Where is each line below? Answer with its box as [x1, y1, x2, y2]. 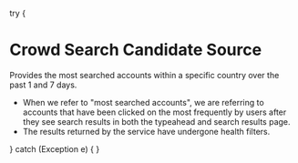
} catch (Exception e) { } [9, 143, 100, 154]
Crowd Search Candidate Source [9, 40, 262, 60]
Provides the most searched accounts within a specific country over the [9, 69, 280, 80]
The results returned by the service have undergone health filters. [22, 126, 271, 137]
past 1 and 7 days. [9, 79, 77, 90]
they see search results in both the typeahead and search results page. [22, 116, 291, 127]
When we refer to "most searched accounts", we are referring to [22, 97, 264, 107]
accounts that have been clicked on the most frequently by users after [22, 107, 287, 117]
